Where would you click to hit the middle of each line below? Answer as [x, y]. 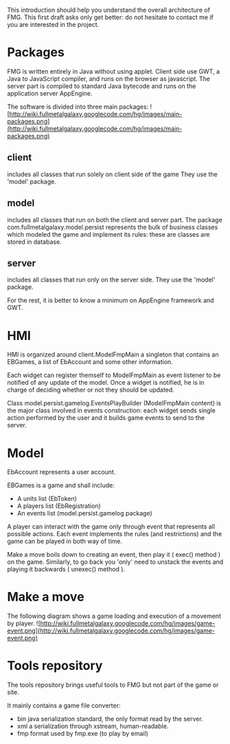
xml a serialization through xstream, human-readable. [93, 726]
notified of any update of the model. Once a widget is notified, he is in [106, 383]
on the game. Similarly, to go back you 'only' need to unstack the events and [115, 562]
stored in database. [34, 242]
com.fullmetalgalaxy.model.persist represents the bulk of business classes [113, 227]
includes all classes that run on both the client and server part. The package [115, 220]
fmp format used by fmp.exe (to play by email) [83, 734]
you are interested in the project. [53, 24]
